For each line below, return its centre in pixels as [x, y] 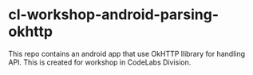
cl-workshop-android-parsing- [114, 15]
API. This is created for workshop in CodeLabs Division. [100, 62]
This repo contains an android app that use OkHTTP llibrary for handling [127, 53]
